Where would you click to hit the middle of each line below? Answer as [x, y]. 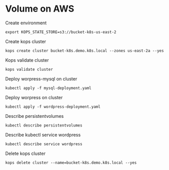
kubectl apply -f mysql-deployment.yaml [49, 88]
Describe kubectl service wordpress [43, 135]
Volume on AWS [40, 9]
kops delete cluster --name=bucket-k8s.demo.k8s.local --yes [71, 162]
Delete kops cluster [25, 153]
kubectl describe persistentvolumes [44, 125]
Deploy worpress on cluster [34, 97]
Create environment [26, 23]
